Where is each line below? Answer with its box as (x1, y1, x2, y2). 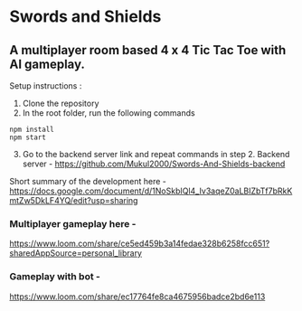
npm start (9, 133, 47, 142)
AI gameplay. (9, 56, 86, 71)
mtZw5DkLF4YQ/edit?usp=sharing (9, 195, 138, 205)
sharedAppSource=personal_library (9, 248, 143, 259)
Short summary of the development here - (9, 176, 167, 186)
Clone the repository (22, 98, 99, 108)
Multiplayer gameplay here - (9, 217, 137, 230)
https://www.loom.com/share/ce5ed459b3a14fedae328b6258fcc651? (9, 238, 270, 250)
